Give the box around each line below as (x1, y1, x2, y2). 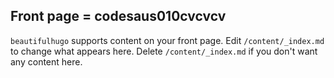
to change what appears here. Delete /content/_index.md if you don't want (10, 45, 318, 57)
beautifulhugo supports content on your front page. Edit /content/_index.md (10, 34, 325, 46)
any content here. (10, 55, 83, 68)
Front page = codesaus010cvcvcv (10, 8, 227, 25)
